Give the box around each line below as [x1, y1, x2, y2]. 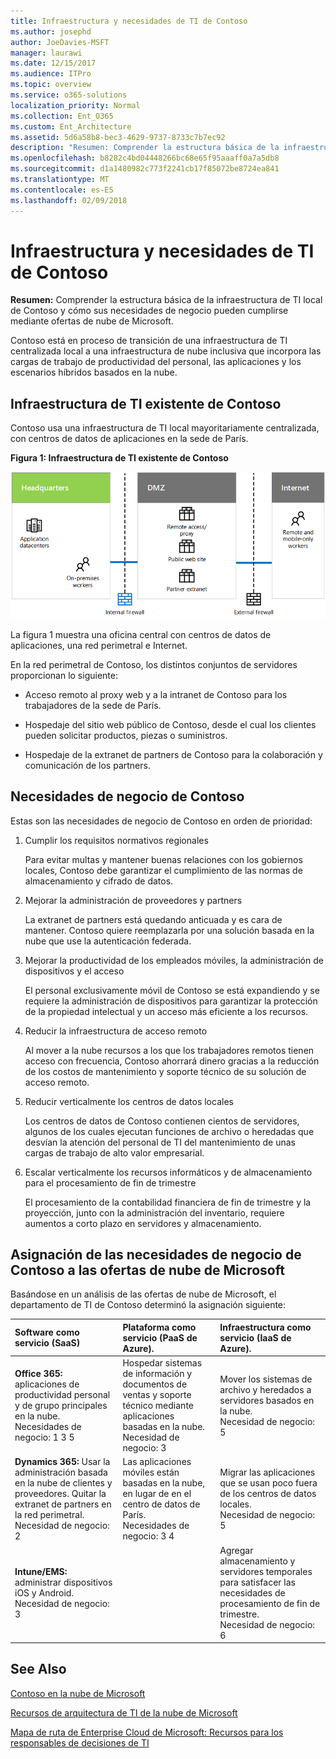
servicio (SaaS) [14, 1337, 81, 1349]
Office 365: [14, 1368, 63, 1380]
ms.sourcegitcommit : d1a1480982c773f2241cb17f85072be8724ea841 [10, 164, 280, 174]
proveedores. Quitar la [14, 1488, 107, 1500]
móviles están [122, 1466, 180, 1479]
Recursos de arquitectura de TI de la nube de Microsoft [10, 1706, 238, 1719]
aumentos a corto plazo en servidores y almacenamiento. [24, 1217, 262, 1229]
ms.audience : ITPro [10, 69, 92, 79]
